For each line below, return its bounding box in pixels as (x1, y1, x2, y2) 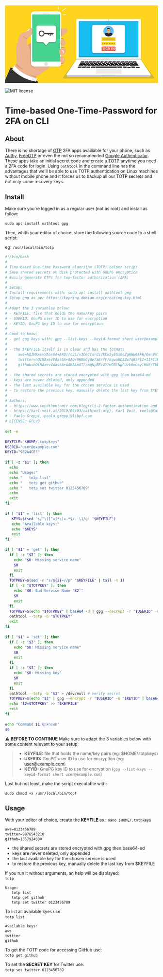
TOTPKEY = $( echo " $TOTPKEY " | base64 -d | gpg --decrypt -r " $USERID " (9, 609, 153, 614)
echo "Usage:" (9, 470, 38, 475)
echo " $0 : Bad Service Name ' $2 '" (14, 588, 83, 593)
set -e (5, 429, 18, 434)
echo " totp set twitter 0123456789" (9, 486, 90, 490)
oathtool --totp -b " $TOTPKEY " (9, 614, 73, 619)
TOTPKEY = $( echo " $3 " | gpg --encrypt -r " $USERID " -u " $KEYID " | (9, 696, 145, 701)
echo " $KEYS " (11, 526, 38, 531)
